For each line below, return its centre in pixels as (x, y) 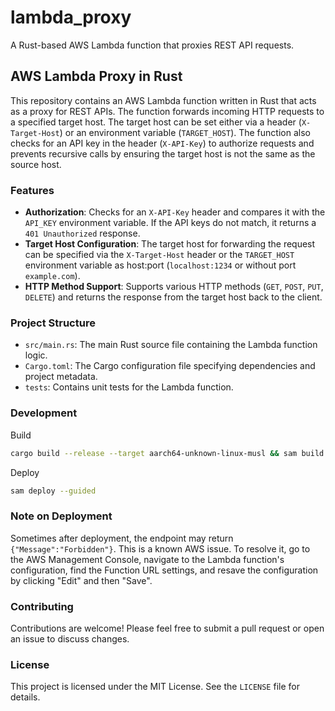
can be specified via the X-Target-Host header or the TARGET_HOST (159, 255)
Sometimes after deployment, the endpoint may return (122, 538)
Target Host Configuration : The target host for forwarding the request (170, 244)
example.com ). (52, 276)
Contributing (42, 606)
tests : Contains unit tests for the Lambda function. (129, 387)
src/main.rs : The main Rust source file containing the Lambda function (171, 345)
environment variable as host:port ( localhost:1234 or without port (160, 265)
